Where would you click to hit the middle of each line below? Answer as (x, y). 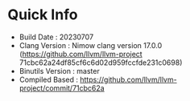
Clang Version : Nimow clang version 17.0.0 (91, 45)
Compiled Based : (48, 79)
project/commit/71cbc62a (62, 88)
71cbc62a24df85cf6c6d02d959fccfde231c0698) (101, 63)
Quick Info (43, 15)
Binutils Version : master (59, 71)
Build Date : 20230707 (56, 37)
